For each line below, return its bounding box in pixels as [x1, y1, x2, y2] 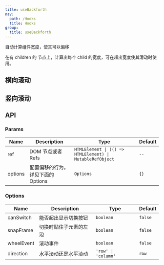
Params [5, 126, 23, 132]
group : [5, 25, 19, 30]
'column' [96, 253, 116, 259]
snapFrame [7, 227, 34, 234]
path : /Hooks [9, 16, 36, 21]
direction [7, 250, 28, 257]
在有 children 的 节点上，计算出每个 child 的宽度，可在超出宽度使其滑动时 [5, 54, 153, 60]
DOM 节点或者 [29, 148, 62, 155]
